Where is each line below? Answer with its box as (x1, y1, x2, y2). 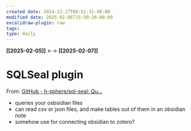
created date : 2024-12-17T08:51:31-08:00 (6, 8, 111, 15)
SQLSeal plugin (6, 68, 84, 82)
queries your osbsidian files (14, 99, 83, 107)
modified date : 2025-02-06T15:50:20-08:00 (6, 14, 113, 20)
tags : (6, 25, 20, 32)
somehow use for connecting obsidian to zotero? (14, 118, 135, 126)
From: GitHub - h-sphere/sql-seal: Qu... (6, 88, 103, 95)
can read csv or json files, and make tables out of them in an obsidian (14, 105, 186, 113)
